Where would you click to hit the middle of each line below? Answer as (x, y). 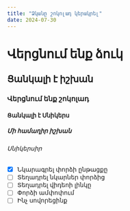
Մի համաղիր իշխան (39, 131)
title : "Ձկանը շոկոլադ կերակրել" (55, 13)
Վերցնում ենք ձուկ (65, 54)
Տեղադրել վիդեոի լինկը (54, 185)
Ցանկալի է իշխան (50, 79)
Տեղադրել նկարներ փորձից (61, 177)
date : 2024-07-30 (32, 20)
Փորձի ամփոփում (45, 192)
